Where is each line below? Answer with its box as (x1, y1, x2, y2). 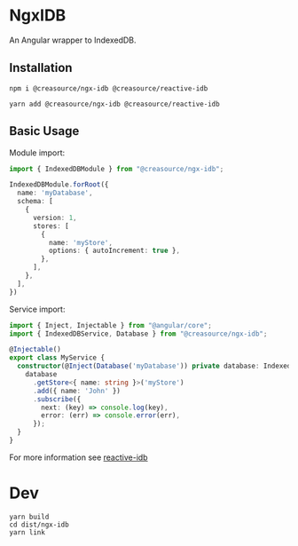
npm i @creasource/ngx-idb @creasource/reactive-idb (9, 83, 208, 93)
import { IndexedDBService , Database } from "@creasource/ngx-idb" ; (9, 329, 268, 338)
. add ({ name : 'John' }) (32, 386, 122, 395)
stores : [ (32, 221, 69, 231)
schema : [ (17, 197, 53, 206)
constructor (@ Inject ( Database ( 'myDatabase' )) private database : (17, 361, 260, 371)
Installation (9, 60, 73, 75)
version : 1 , (32, 213, 77, 222)
